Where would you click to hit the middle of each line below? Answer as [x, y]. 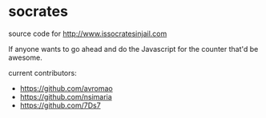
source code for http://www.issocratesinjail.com [88, 33]
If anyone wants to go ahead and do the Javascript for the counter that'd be [133, 49]
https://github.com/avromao [66, 88]
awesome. [25, 57]
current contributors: [43, 73]
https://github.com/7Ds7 [60, 105]
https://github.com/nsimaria [66, 96]
